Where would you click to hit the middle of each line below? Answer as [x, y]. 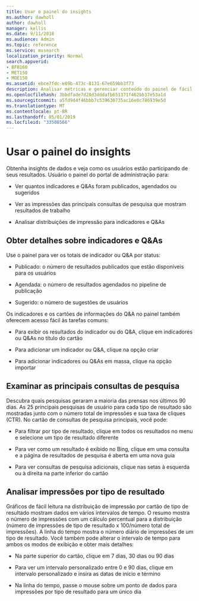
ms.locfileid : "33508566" [38, 123]
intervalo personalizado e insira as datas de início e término [88, 574]
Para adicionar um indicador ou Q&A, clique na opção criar [86, 350]
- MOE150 [17, 78]
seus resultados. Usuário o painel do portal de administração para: [88, 175]
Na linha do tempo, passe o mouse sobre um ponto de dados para [96, 585]
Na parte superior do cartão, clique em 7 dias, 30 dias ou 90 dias [94, 556]
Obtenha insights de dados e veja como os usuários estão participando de [97, 169]
